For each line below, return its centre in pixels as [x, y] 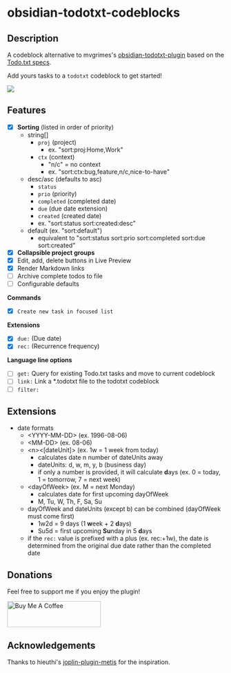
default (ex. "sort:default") [65, 231]
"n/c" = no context [74, 164]
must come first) [51, 517]
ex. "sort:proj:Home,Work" [86, 150]
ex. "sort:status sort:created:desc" [87, 223]
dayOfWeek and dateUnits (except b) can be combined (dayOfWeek [124, 509]
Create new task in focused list [65, 312]
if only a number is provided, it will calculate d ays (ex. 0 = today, [129, 472]
